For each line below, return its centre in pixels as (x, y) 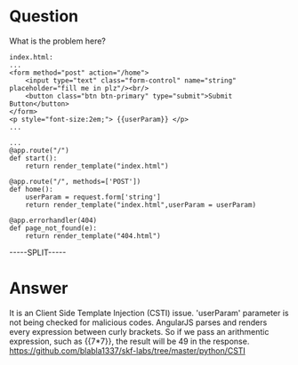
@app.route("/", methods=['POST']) (75, 181)
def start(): (33, 158)
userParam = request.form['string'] (93, 197)
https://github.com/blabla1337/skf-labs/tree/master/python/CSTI (128, 350)
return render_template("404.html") (93, 236)
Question (44, 16)
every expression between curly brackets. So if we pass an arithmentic (139, 331)
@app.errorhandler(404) (53, 220)
